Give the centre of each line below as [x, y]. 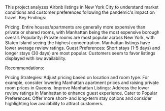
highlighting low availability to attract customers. [54, 103]
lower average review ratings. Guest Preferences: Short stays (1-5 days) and [82, 48]
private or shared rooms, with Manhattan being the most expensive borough [82, 32]
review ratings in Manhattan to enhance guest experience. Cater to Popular [81, 93]
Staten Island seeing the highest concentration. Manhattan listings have [78, 43]
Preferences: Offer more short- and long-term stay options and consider [79, 98]
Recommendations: [25, 68]
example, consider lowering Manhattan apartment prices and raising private [82, 83]
